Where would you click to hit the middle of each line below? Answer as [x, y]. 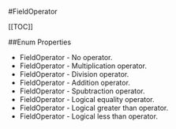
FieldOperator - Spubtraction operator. [82, 91]
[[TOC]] [21, 27]
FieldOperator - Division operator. [74, 74]
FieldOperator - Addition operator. [75, 83]
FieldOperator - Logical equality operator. [87, 99]
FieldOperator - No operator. [66, 57]
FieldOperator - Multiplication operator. [83, 66]
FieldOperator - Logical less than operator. [88, 116]
